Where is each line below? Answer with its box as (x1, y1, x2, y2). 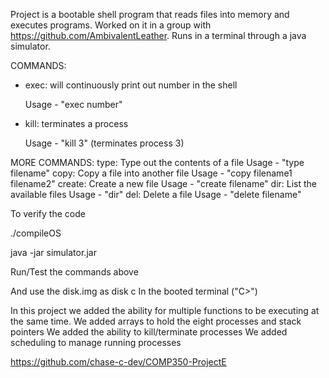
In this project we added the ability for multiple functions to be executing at (10, 305, 320, 316)
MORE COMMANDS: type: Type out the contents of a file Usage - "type (10, 157, 305, 168)
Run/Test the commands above (10, 266, 139, 278)
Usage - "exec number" (24, 99, 123, 110)
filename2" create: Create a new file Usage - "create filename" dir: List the (10, 178, 318, 189)
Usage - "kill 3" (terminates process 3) (24, 137, 185, 149)
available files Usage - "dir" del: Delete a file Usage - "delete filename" (10, 189, 302, 200)
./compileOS (10, 227, 62, 239)
